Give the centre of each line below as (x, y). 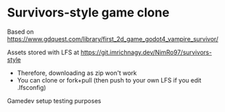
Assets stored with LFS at (43, 52)
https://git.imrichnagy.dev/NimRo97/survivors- (146, 52)
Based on (21, 32)
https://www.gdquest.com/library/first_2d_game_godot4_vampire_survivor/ (113, 38)
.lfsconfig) (32, 87)
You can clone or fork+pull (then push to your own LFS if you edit (109, 80)
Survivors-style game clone (88, 13)
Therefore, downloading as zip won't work (77, 73)
